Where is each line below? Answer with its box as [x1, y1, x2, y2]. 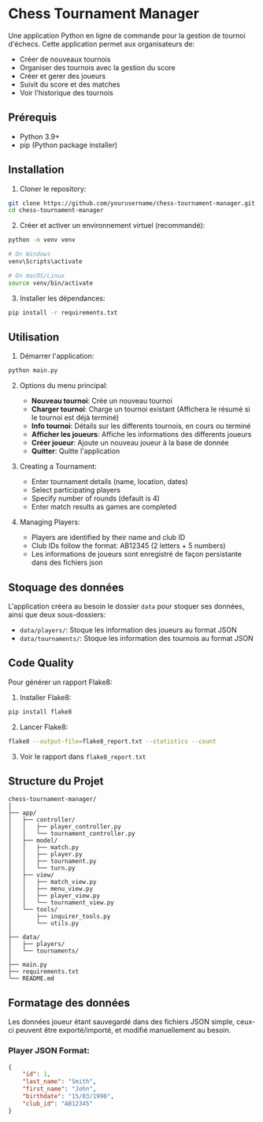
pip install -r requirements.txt [8, 308, 118, 316]
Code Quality [8, 656, 74, 670]
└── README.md [8, 975, 55, 982]
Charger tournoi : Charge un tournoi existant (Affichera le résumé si [31, 404, 250, 414]
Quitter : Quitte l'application [31, 446, 120, 456]
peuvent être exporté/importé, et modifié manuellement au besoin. [15, 1026, 232, 1035]
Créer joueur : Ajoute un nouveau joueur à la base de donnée [31, 438, 229, 448]
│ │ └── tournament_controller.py [8, 829, 135, 838]
